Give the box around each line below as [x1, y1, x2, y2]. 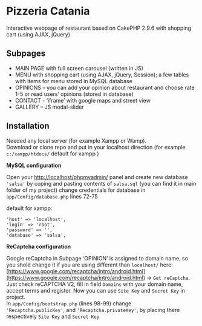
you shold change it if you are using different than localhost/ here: [6, 261, 174, 268]
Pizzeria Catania [6, 4, 90, 18]
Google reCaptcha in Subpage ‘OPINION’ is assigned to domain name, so [6, 254, 189, 262]
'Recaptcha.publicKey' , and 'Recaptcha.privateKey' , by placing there [6, 306, 180, 313]
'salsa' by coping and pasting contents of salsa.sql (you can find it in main [6, 180, 197, 187]
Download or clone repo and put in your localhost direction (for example [6, 143, 186, 151]
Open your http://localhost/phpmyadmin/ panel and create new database [6, 173, 189, 180]
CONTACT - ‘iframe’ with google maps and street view [15, 97, 151, 104]
